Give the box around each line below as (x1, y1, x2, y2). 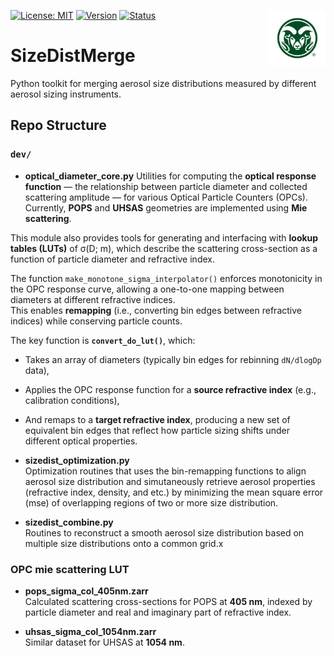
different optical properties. (24, 435, 138, 447)
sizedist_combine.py (24, 516, 114, 528)
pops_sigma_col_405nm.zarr (24, 585, 149, 597)
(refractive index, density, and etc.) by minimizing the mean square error (24, 486, 324, 498)
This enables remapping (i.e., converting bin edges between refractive (10, 304, 302, 316)
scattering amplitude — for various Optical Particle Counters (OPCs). (24, 191, 308, 203)
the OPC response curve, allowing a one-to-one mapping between (10, 283, 285, 295)
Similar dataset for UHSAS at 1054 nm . (24, 636, 185, 648)
